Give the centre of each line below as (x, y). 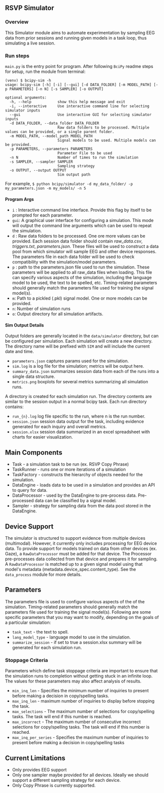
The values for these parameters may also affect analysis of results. (73, 681)
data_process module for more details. (43, 574)
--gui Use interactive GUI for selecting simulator (81, 114)
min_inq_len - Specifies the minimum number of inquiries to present (80, 691)
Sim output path (74, 175)
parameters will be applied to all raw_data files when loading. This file (82, 272)
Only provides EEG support (39, 770)
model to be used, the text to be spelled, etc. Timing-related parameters (84, 283)
